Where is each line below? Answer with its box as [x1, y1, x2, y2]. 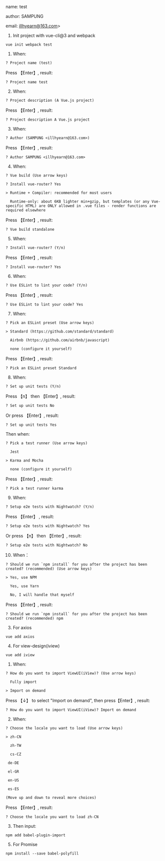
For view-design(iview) [12, 643, 60, 649]
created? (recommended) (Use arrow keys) [5, 566, 92, 571]
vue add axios [5, 634, 35, 639]
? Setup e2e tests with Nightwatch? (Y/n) [5, 504, 94, 509]
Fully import [10, 679, 37, 684]
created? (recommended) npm [5, 616, 64, 621]
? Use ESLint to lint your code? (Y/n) [5, 283, 88, 288]
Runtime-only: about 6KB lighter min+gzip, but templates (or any [10, 199, 150, 204]
